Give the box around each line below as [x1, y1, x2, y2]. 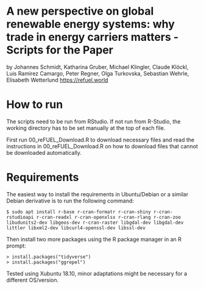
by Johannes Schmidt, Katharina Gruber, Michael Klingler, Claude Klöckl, [6, 63, 189, 71]
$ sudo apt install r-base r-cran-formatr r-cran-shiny [6, 209, 151, 215]
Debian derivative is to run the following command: [6, 197, 134, 204]
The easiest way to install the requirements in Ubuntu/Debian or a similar [6, 190, 189, 198]
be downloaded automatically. [6, 149, 82, 156]
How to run [6, 98, 63, 112]
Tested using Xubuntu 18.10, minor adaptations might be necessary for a [6, 269, 188, 277]
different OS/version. [6, 276, 59, 284]
